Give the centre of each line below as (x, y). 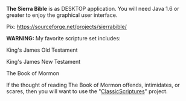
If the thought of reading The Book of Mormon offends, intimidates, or (93, 85)
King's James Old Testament (42, 50)
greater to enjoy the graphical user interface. (62, 15)
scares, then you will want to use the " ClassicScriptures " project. (87, 91)
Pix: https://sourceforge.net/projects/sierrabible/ (66, 27)
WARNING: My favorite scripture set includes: (63, 38)
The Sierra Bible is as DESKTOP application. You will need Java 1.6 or (93, 9)
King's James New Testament (43, 62)
